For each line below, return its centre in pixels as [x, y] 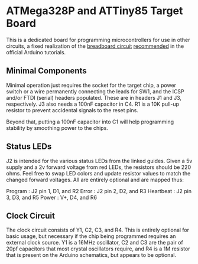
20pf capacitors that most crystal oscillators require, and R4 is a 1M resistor [98, 249]
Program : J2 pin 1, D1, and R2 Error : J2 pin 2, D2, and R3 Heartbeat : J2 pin [99, 191]
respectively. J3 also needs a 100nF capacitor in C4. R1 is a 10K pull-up [92, 104]
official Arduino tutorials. [36, 52]
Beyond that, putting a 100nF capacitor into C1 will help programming [90, 122]
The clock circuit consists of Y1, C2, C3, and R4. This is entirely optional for [98, 230]
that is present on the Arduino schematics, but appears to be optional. [91, 255]
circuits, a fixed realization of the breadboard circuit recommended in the [95, 46]
